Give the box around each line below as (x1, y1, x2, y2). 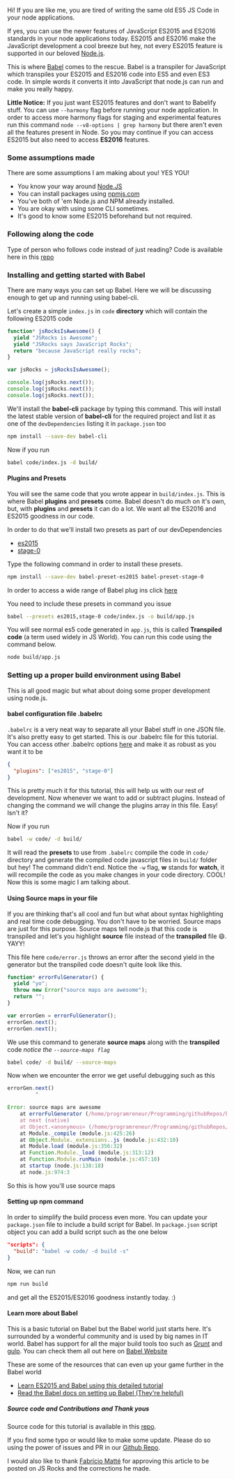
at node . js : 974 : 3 (19, 1168, 70, 1175)
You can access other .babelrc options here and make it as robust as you (7, 740, 217, 748)
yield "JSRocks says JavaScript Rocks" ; (13, 341, 132, 348)
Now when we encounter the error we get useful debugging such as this (7, 1071, 215, 1080)
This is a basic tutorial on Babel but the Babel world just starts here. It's (7, 1324, 212, 1332)
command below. (7, 640, 57, 648)
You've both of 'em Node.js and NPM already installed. (17, 197, 175, 205)
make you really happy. (7, 85, 74, 93)
